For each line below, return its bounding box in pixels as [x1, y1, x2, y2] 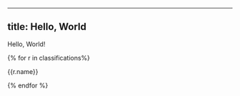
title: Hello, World [7, 21, 87, 33]
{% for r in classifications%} [7, 53, 91, 62]
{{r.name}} [7, 67, 39, 75]
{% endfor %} [7, 81, 49, 90]
